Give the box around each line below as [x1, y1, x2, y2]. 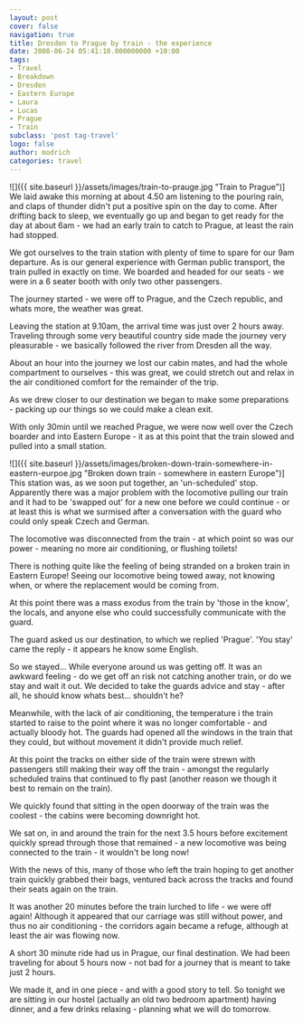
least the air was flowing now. [9, 930, 120, 941]
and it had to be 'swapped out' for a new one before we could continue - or [9, 496, 290, 507]
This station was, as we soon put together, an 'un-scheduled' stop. [9, 477, 259, 488]
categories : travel [9, 156, 83, 166]
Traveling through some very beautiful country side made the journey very [9, 330, 287, 340]
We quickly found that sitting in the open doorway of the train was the [9, 800, 270, 811]
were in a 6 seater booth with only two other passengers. [9, 275, 223, 286]
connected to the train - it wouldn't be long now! [9, 846, 190, 857]
